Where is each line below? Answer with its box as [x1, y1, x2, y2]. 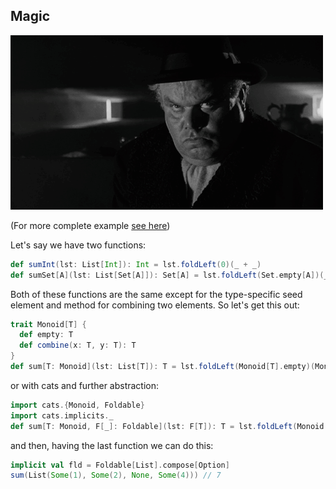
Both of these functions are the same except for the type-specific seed [10, 288, 303, 300]
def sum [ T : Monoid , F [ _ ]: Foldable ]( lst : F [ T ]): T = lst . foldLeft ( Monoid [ [10, 421, 329, 431]
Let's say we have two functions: [10, 239, 147, 251]
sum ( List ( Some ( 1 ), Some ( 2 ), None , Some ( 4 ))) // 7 [10, 470, 222, 481]
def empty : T [19, 330, 74, 340]
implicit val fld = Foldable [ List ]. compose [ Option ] [10, 460, 230, 470]
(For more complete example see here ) [10, 219, 171, 231]
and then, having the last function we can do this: [10, 439, 214, 451]
